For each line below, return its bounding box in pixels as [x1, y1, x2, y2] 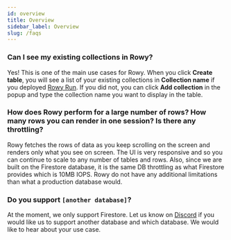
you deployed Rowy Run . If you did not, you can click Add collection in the [7, 83, 221, 91]
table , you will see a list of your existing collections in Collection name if [7, 76, 215, 84]
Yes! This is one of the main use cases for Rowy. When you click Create [7, 68, 213, 76]
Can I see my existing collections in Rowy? [7, 53, 153, 62]
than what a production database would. [7, 178, 123, 186]
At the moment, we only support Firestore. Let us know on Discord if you [7, 211, 215, 219]
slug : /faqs [7, 29, 42, 37]
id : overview [7, 10, 45, 17]
